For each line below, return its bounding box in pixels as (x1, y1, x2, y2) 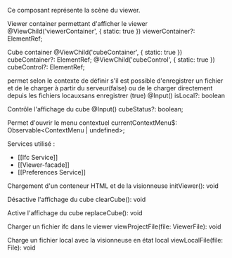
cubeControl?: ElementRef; (7, 63, 86, 71)
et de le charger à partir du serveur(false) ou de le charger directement (7, 84, 213, 92)
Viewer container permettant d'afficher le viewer (7, 20, 148, 27)
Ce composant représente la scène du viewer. (7, 6, 141, 14)
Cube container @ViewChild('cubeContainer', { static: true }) (7, 48, 183, 56)
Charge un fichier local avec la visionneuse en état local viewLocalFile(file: (7, 236, 224, 244)
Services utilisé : (7, 140, 55, 148)
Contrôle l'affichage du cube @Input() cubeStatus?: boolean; (7, 105, 184, 113)
